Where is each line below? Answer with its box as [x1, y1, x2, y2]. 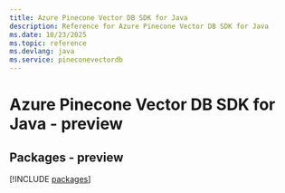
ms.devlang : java [9, 47, 75, 56]
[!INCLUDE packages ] [9, 174, 91, 184]
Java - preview [9, 114, 124, 134]
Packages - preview [9, 150, 124, 165]
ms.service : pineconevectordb [9, 55, 124, 64]
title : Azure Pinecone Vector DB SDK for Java [9, 13, 188, 23]
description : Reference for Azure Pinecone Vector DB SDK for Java [9, 22, 270, 31]
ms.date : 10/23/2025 [9, 30, 88, 39]
